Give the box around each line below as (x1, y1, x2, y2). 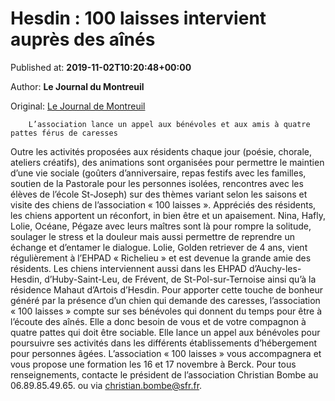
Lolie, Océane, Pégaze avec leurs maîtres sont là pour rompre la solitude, (10, 220, 312, 232)
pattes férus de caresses (10, 128, 118, 138)
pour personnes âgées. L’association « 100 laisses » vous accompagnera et (10, 347, 322, 359)
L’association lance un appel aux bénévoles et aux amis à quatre (28, 119, 311, 129)
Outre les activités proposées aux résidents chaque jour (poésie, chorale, (10, 145, 312, 157)
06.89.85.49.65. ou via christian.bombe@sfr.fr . (10, 379, 203, 391)
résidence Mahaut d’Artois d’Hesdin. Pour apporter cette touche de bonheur (10, 283, 324, 296)
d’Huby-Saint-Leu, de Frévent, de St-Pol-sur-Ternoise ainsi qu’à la (44, 273, 317, 285)
